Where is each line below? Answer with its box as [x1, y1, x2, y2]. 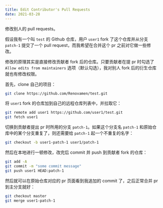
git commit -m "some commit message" [5, 164, 82, 168]
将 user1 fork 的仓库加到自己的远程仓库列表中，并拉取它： [5, 101, 122, 106]
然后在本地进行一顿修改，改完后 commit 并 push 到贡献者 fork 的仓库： [5, 149, 147, 155]
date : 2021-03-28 [5, 12, 40, 17]
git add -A [5, 159, 27, 164]
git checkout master [5, 193, 47, 198]
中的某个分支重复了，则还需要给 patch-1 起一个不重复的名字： [9, 130, 134, 136]
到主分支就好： [5, 184, 35, 189]
